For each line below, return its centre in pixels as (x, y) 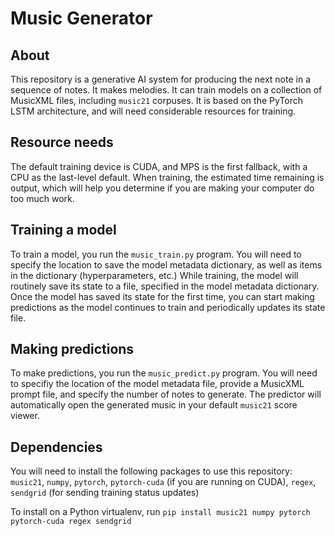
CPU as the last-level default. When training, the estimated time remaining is (167, 177)
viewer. (25, 416)
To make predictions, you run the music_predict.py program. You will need (164, 373)
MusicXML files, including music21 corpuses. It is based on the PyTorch (157, 100)
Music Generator (81, 18)
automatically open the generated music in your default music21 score (154, 405)
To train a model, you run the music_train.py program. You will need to (156, 254)
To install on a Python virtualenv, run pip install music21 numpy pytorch (160, 512)
